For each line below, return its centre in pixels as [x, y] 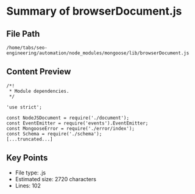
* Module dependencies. [39, 91]
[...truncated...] [30, 139]
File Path [23, 34]
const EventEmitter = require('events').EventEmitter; [77, 123]
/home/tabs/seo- [27, 48]
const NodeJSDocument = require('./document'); [68, 118]
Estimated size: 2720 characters [55, 179]
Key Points [27, 158]
